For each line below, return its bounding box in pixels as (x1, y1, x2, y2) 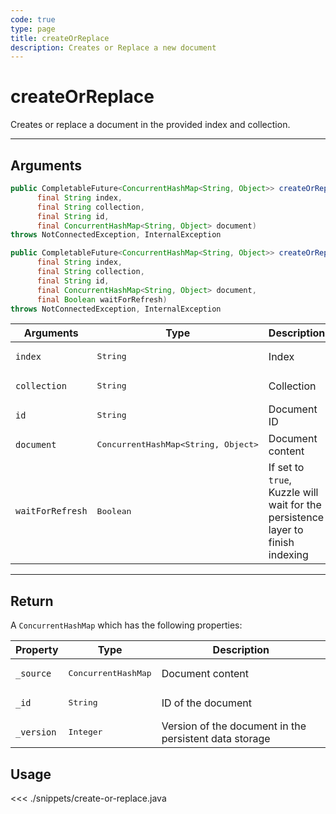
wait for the (268, 498, 322, 512)
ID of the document (161, 696, 252, 710)
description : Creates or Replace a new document (10, 42, 217, 53)
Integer (68, 727, 103, 738)
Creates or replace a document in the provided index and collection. (10, 119, 291, 131)
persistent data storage (161, 731, 271, 745)
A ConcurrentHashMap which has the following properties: (10, 619, 243, 631)
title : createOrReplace (10, 33, 110, 43)
